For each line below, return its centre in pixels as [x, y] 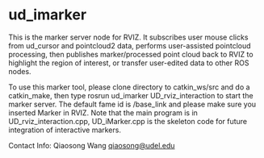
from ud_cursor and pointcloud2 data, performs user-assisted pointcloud [130, 45]
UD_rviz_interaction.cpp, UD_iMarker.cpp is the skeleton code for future [128, 121]
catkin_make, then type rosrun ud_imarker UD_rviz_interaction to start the [131, 95]
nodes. [20, 71]
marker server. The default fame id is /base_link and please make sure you [132, 104]
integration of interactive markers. [65, 130]
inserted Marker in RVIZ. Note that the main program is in [103, 112]
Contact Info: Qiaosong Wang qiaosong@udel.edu [92, 145]
